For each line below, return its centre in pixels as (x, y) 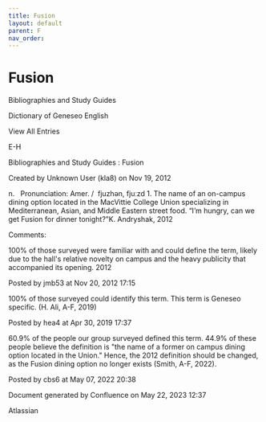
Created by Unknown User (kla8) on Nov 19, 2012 (90, 178)
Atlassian (23, 411)
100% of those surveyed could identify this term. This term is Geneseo (125, 299)
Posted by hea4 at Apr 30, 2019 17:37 (70, 323)
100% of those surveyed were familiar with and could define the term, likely (133, 251)
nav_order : (26, 38)
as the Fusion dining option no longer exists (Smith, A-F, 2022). (113, 364)
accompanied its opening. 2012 (60, 268)
